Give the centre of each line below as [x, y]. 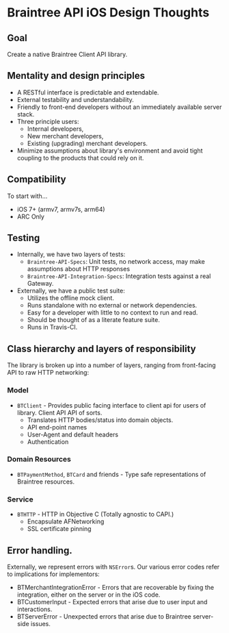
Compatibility [37, 179]
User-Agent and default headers [72, 434]
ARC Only [30, 216]
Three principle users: [48, 121]
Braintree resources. [46, 482]
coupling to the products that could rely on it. [80, 158]
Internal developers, [55, 129]
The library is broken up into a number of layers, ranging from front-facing [112, 365]
